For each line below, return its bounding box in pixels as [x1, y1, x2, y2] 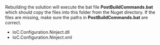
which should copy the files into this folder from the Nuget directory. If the [5, 9, 156, 15]
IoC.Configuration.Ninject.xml [12, 34, 72, 40]
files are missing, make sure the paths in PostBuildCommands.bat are [5, 15, 148, 20]
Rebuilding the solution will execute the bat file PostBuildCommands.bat [5, 4, 154, 10]
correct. [5, 20, 21, 25]
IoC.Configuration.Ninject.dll [12, 29, 70, 35]
